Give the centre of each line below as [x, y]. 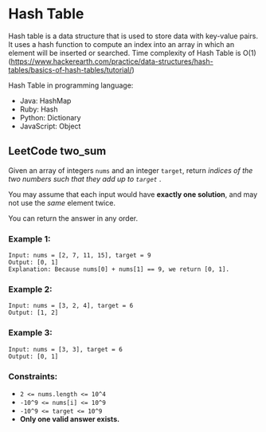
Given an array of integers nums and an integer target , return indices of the [131, 170]
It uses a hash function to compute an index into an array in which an [121, 44]
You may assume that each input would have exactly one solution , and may [133, 194]
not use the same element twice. [62, 202]
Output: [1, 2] [33, 313]
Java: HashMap [45, 100]
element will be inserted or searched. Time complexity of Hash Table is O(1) [132, 53]
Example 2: [30, 289]
